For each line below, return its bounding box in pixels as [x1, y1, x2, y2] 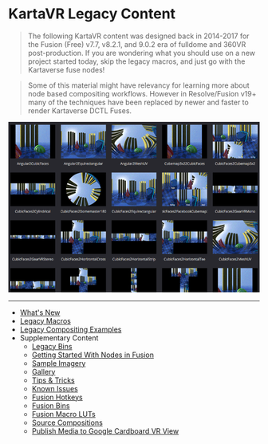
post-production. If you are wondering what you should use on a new [27, 48, 256, 57]
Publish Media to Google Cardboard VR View [31, 426, 179, 435]
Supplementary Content [19, 332, 99, 343]
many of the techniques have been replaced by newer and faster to [27, 97, 249, 107]
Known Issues [31, 383, 78, 393]
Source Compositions [31, 418, 104, 427]
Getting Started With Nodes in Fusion [31, 350, 154, 360]
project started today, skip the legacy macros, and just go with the [27, 57, 246, 66]
